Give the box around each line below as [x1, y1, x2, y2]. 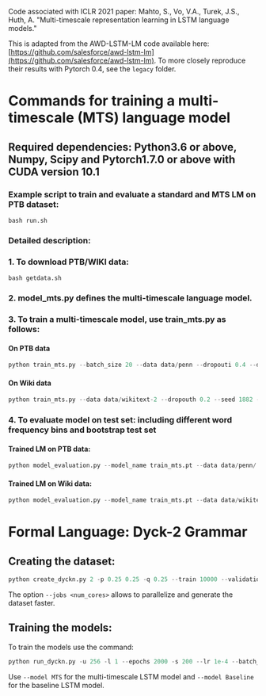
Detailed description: [8, 235, 91, 246]
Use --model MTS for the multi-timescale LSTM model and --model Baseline [8, 671, 255, 681]
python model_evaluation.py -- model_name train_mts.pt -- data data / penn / [8, 461, 257, 470]
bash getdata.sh [8, 274, 62, 282]
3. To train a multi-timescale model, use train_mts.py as [8, 313, 226, 324]
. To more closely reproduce [154, 55, 246, 65]
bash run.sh [8, 216, 47, 224]
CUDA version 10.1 [8, 165, 101, 178]
